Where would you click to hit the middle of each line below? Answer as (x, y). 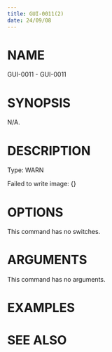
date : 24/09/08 (29, 20)
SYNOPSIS (39, 103)
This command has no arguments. (56, 280)
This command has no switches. (54, 232)
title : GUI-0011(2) (36, 14)
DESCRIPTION (49, 151)
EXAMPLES (41, 308)
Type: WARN (26, 170)
